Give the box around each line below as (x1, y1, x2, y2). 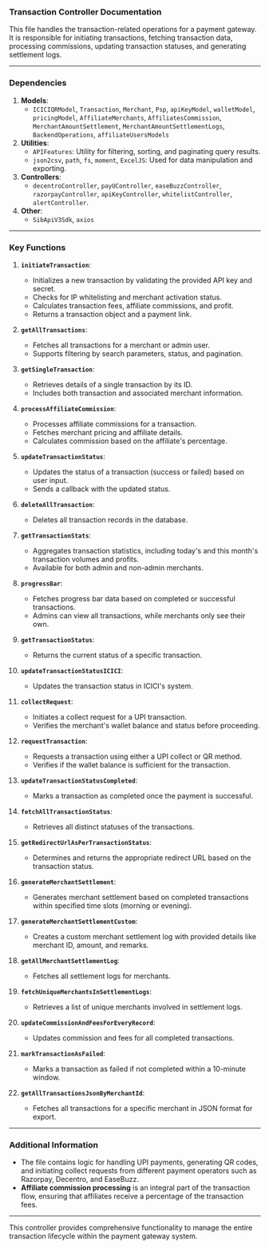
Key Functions (9, 242, 66, 253)
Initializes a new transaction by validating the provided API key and (32, 275, 252, 285)
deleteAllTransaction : (20, 499, 95, 509)
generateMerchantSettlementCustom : (20, 916, 138, 926)
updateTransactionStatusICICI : (20, 665, 124, 675)
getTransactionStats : (20, 530, 91, 540)
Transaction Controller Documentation (9, 6, 162, 18)
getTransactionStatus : (20, 634, 95, 644)
